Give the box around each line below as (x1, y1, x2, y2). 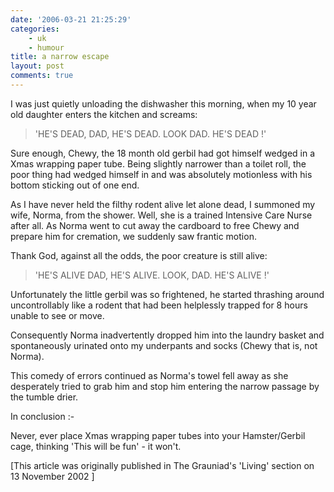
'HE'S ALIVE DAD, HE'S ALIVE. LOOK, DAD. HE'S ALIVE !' (34, 269, 270, 281)
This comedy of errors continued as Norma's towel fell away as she (10, 369, 289, 381)
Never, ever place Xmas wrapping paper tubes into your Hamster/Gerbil (10, 429, 306, 441)
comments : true (10, 71, 74, 81)
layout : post (10, 61, 65, 71)
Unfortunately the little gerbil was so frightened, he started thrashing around (10, 288, 325, 300)
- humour (28, 42, 65, 53)
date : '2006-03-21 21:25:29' (10, 14, 132, 25)
